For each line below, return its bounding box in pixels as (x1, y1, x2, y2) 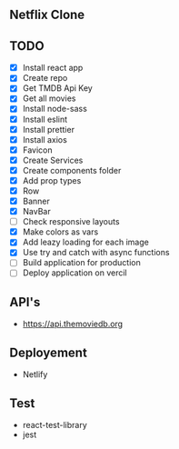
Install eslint (22, 114, 68, 125)
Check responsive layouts (22, 216, 120, 227)
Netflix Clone (9, 7, 85, 23)
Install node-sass (22, 104, 88, 115)
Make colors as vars (22, 226, 99, 237)
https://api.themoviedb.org (22, 318, 124, 330)
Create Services (22, 155, 84, 165)
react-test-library (22, 419, 88, 430)
